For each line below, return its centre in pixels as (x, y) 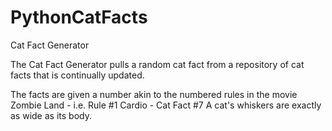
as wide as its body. (51, 115)
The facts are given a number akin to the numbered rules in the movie (154, 94)
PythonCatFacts (79, 17)
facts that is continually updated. (77, 75)
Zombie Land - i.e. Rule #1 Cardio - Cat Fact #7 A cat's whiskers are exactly (166, 105)
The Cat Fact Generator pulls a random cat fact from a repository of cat (157, 64)
